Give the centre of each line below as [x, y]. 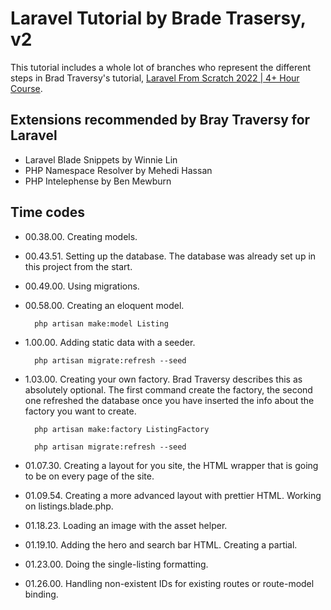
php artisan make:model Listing [101, 323]
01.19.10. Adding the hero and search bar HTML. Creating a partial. [161, 544]
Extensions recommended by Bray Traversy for [160, 120]
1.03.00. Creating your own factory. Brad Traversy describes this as [163, 379]
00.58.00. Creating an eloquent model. [104, 305]
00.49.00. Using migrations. [82, 286]
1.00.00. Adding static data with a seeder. [110, 342]
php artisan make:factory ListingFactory [122, 429]
